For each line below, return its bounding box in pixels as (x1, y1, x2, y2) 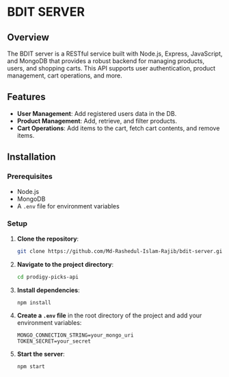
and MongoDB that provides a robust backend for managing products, (7, 57, 205, 65)
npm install (16, 299, 51, 306)
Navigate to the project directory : (16, 260, 114, 268)
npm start (16, 363, 46, 370)
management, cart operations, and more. (7, 71, 123, 80)
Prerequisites (7, 172, 53, 182)
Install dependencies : (16, 286, 80, 294)
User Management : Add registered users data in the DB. (16, 109, 177, 117)
